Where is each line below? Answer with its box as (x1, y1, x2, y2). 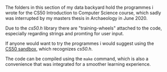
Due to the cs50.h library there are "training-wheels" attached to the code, (5, 25, 162, 31)
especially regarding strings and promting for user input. (5, 31, 124, 36)
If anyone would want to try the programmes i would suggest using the (5, 40, 154, 46)
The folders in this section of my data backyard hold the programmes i (5, 5, 153, 10)
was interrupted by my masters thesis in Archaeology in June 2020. (5, 15, 148, 21)
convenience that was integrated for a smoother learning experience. (5, 61, 151, 67)
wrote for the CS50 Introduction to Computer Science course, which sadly (5, 10, 161, 16)
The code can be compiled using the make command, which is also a (5, 56, 149, 62)
